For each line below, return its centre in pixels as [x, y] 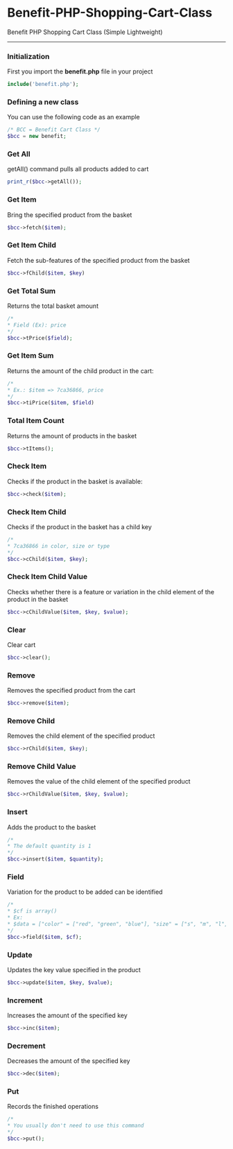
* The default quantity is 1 [49, 846]
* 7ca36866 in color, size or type [59, 546]
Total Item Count [36, 421]
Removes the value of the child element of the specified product [99, 781]
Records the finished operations [53, 1107]
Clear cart [21, 645]
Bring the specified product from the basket [70, 215]
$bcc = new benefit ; [37, 137]
